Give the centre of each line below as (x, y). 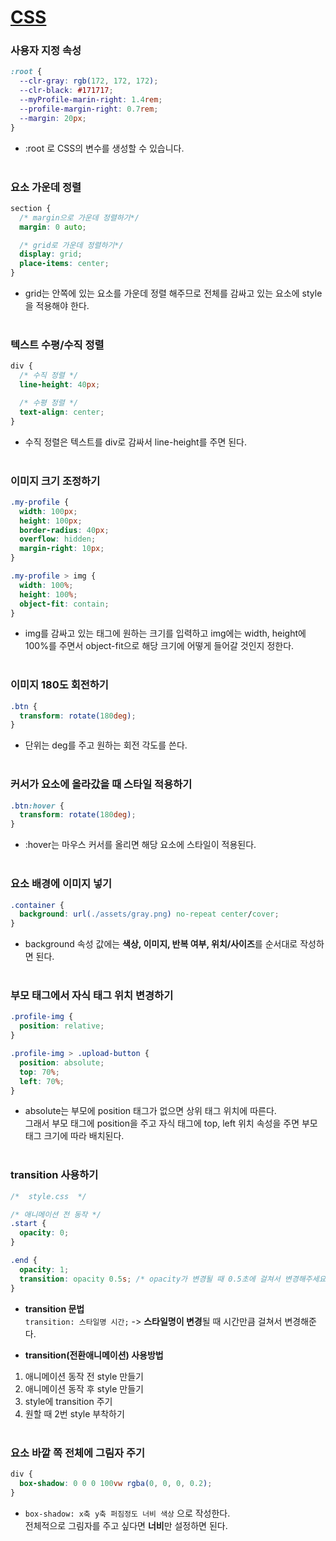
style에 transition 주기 (68, 1401)
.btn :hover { (37, 806)
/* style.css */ (48, 1196)
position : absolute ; (62, 1062)
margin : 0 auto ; (53, 227)
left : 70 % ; (42, 1081)
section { (31, 208)
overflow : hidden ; (58, 539)
